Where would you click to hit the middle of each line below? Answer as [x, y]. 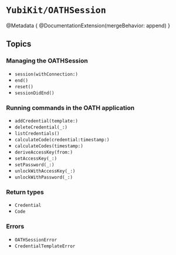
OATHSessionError [36, 240]
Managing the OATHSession [47, 61]
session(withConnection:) [46, 74]
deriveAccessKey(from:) [44, 152]
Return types [25, 192]
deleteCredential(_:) [41, 127]
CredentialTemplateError [45, 246]
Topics [19, 44]
